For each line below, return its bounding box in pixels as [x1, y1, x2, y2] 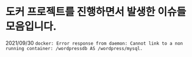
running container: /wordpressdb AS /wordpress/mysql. [5, 45, 143, 51]
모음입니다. [5, 20, 57, 33]
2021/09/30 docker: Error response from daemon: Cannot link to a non [5, 39, 183, 47]
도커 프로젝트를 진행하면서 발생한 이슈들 [5, 5, 187, 19]
